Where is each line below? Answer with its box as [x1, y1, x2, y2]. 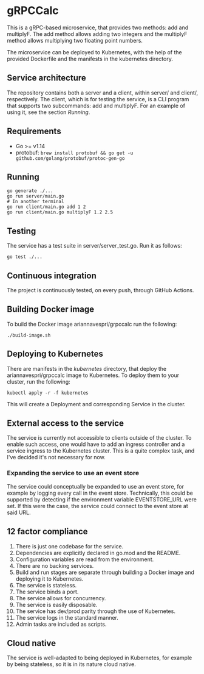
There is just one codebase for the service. [15, 542, 124, 550]
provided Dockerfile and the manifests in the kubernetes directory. [7, 55, 174, 62]
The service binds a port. [15, 588, 79, 595]
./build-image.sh [7, 332, 51, 339]
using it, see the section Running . [7, 108, 90, 116]
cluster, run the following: [7, 378, 70, 385]
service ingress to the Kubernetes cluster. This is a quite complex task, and [7, 447, 195, 454]
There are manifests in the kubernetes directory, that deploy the [7, 365, 166, 372]
